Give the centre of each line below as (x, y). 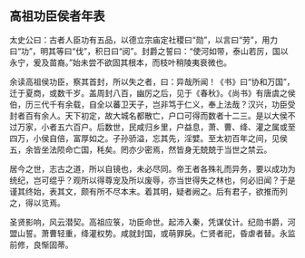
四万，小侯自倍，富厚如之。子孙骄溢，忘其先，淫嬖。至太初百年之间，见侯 (148, 138)
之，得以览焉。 (37, 203)
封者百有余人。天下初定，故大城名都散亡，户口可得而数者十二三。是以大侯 (148, 115)
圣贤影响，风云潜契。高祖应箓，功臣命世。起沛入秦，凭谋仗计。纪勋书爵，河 (152, 222)
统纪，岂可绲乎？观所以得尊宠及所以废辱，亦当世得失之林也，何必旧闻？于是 (152, 180)
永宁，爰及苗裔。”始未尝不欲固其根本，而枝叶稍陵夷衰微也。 (121, 62)
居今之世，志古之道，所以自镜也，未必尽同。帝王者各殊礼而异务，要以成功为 (152, 168)
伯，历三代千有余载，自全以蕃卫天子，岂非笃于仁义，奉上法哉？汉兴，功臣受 (152, 104)
